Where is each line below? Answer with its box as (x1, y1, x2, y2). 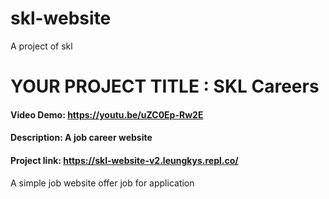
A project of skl (10, 40, 73, 52)
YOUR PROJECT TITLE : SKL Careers (10, 75, 320, 98)
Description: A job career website (10, 132, 153, 144)
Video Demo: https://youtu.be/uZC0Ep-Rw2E (10, 108, 204, 121)
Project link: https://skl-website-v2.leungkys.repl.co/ (10, 154, 239, 166)
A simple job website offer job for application (10, 177, 195, 189)
